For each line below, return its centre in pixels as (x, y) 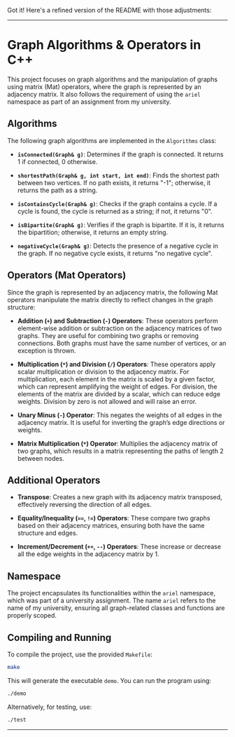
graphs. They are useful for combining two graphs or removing (108, 335)
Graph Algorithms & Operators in (104, 45)
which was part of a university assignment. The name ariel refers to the (112, 601)
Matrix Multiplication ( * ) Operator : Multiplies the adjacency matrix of (117, 443)
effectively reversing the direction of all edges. (84, 505)
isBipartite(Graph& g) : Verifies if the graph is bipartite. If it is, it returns (121, 224)
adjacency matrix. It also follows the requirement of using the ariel (104, 94)
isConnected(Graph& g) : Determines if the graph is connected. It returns (120, 154)
